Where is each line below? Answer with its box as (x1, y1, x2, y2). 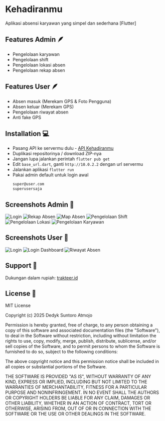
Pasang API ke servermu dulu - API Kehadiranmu (12, 145, 114, 151)
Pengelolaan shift (12, 56, 49, 62)
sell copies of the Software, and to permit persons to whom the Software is (5, 343, 160, 350)
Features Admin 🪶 (5, 35, 64, 44)
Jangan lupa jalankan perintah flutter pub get (12, 156, 110, 162)
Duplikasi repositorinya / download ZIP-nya (12, 151, 102, 157)
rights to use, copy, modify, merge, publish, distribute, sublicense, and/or (5, 338, 156, 344)
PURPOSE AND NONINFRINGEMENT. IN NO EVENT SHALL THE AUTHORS (5, 389, 159, 395)
